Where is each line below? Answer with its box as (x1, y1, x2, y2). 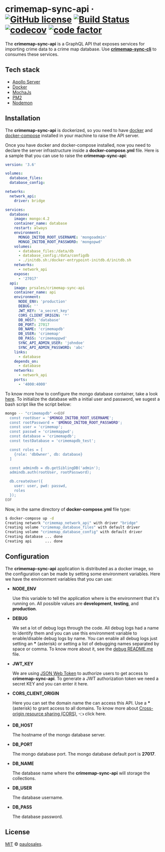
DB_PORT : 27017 (18, 322, 50, 327)
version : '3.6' (5, 162, 37, 167)
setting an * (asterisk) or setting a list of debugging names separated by (12, 640, 160, 646)
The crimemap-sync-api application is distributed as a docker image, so (5, 565, 154, 571)
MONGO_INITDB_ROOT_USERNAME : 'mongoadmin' (18, 235, 107, 240)
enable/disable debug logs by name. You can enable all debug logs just (12, 635, 158, 641)
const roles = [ (9, 447, 43, 452)
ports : (14, 377, 28, 383)
